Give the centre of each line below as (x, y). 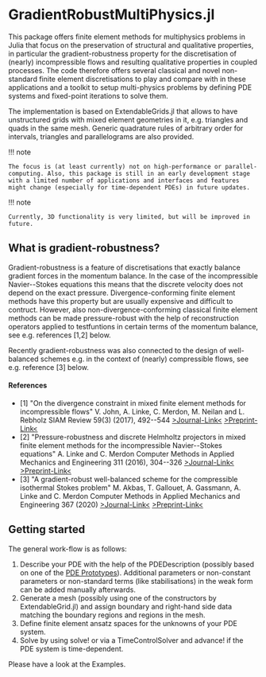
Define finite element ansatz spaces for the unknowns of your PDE (129, 623)
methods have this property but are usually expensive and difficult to (121, 301)
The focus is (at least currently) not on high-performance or (115, 166)
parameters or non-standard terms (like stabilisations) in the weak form (136, 581)
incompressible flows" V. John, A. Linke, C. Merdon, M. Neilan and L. (132, 411)
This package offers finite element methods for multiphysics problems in (127, 37)
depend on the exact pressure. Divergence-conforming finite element (122, 293)
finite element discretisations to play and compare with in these (143, 79)
